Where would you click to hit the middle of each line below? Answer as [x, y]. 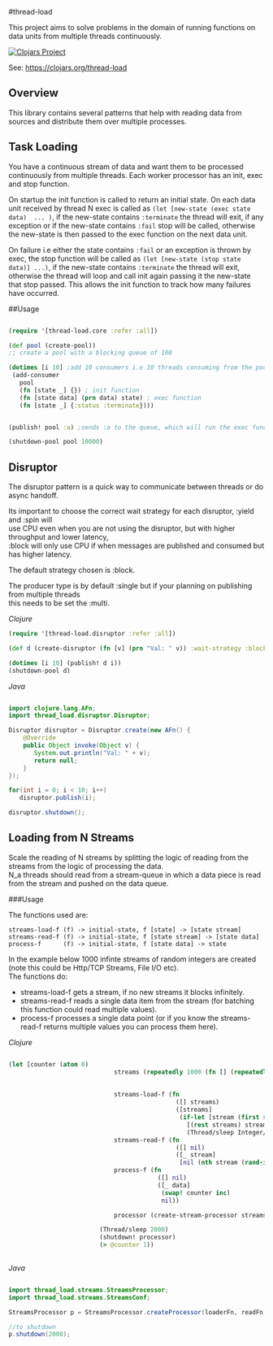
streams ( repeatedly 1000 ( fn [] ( [173, 1072]
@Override [40, 738]
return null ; [56, 760]
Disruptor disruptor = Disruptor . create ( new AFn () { [100, 731]
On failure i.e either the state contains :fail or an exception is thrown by [130, 250]
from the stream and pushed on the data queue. [89, 883]
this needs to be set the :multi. [59, 603]
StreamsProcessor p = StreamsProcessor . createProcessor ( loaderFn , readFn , [138, 1312]
